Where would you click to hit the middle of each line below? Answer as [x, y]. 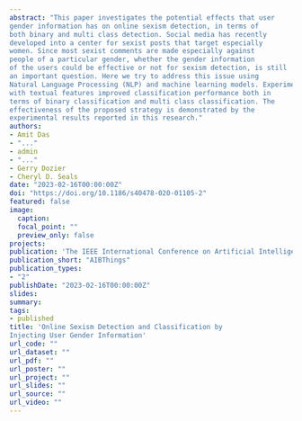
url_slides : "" [38, 386]
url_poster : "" [38, 369]
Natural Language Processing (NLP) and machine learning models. [134, 85]
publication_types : [46, 269]
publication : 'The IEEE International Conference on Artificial [132, 252]
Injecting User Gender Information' [78, 336]
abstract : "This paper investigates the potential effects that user [142, 18]
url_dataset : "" [40, 352]
